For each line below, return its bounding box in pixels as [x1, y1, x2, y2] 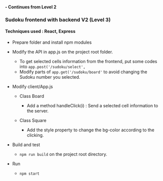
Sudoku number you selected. [19, 74, 80, 80]
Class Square [19, 117, 47, 123]
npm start [19, 171, 40, 176]
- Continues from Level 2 [5, 4, 57, 10]
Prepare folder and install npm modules [12, 39, 92, 45]
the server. [26, 108, 49, 114]
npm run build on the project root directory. [19, 151, 108, 157]
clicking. [26, 132, 44, 138]
